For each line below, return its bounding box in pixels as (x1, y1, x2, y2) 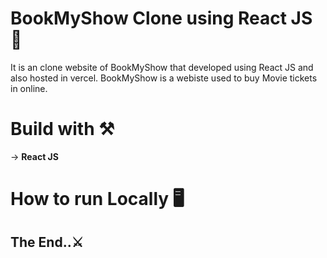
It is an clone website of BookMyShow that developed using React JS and (10, 61, 314, 73)
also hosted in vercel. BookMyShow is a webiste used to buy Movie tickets (10, 72, 318, 84)
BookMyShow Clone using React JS (10, 7, 313, 30)
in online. (10, 82, 48, 94)
